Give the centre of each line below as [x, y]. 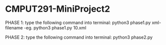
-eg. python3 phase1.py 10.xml [55, 27]
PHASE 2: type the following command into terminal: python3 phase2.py [79, 37]
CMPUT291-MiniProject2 [58, 9]
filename [14, 27]
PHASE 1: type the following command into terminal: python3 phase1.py [78, 22]
